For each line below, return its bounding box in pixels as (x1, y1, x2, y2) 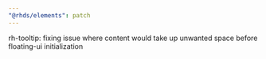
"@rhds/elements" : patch (8, 11, 91, 20)
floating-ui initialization (8, 41, 84, 51)
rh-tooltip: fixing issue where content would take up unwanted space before (8, 33, 258, 42)
